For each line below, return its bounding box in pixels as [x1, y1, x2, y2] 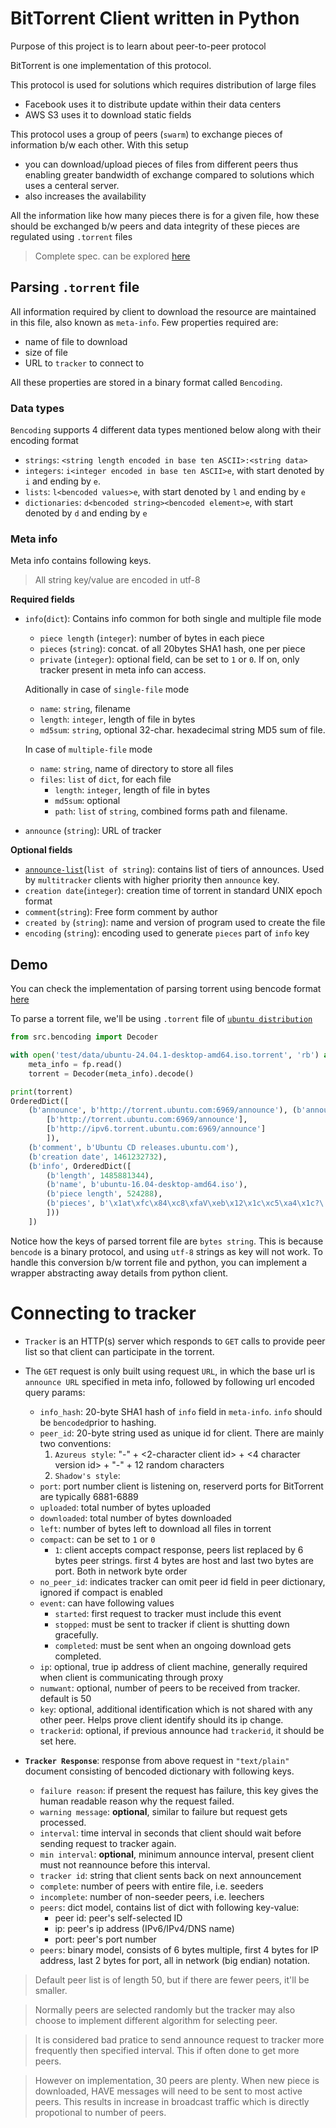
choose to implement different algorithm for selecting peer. [34, 2014, 278, 2026]
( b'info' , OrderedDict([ [28, 1161, 132, 1171]
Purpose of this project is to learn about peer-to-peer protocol [10, 40, 267, 52]
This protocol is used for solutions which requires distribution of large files [10, 78, 317, 91]
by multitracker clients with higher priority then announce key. [24, 874, 280, 886]
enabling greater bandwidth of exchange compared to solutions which [24, 168, 315, 181]
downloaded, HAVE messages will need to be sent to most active [34, 2085, 303, 2097]
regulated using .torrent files [10, 230, 133, 242]
